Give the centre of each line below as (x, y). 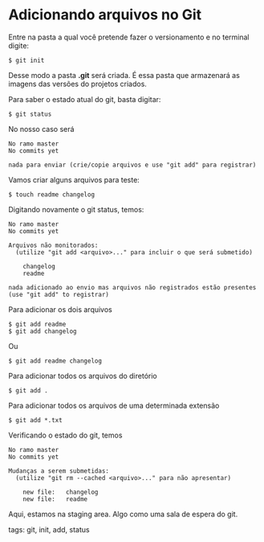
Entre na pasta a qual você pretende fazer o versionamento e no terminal (129, 37)
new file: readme (55, 499)
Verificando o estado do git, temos (65, 435)
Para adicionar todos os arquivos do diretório (83, 376)
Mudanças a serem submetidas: (59, 471)
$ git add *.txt (35, 420)
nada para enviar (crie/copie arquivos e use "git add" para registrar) (132, 165)
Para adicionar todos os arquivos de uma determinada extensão (114, 405)
